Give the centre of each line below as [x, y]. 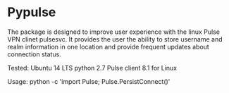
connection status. [34, 54]
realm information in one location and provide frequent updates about [108, 46]
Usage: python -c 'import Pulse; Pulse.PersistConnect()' [89, 81]
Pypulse [32, 12]
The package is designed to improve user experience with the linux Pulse [114, 32]
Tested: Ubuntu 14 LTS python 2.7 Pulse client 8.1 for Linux [92, 68]
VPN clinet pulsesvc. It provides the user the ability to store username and [115, 39]
